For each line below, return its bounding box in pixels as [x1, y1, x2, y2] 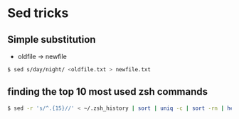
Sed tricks [7, 5, 69, 21]
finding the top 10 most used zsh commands [7, 86, 208, 98]
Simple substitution [7, 33, 96, 46]
